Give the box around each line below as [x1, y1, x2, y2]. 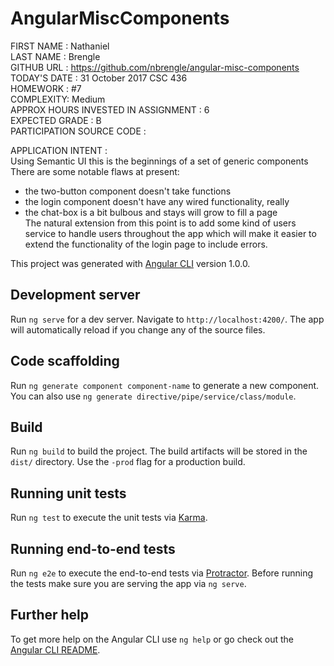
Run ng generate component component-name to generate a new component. [10, 379, 320, 391]
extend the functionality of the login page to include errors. [24, 238, 268, 250]
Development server [10, 287, 141, 304]
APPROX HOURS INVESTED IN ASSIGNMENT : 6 [10, 103, 210, 116]
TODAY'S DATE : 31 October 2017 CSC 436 [10, 72, 188, 84]
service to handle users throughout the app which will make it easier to [24, 227, 317, 239]
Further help [10, 607, 90, 624]
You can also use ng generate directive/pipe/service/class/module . [10, 390, 297, 402]
